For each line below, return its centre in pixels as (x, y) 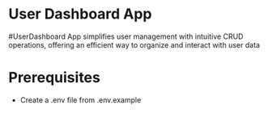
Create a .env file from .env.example (81, 100)
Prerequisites (55, 78)
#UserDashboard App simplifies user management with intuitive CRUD (126, 36)
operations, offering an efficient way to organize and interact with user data (134, 44)
